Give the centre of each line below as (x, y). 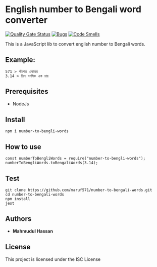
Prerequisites (27, 91)
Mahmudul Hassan (33, 231)
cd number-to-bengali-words (35, 195)
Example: (20, 60)
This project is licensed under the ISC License (53, 259)
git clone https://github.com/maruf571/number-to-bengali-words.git (79, 190)
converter (27, 20)
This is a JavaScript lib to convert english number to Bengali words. (75, 44)
